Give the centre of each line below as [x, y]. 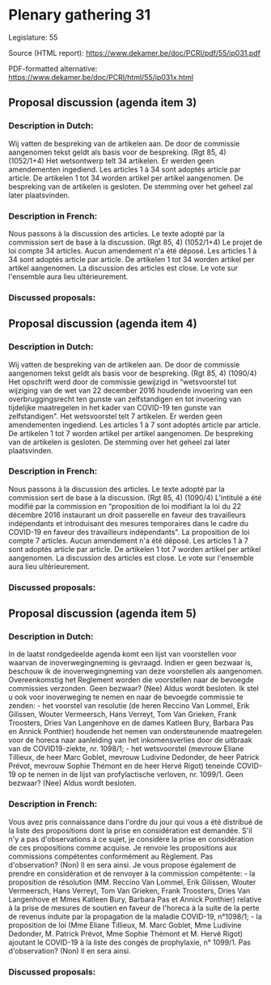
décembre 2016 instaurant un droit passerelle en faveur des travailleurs [127, 515]
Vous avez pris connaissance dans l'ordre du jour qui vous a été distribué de [136, 822]
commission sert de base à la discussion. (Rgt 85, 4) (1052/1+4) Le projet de [135, 242]
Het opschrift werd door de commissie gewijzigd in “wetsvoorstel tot [123, 381]
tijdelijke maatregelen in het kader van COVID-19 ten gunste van [115, 407]
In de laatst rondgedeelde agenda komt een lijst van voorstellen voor [123, 654]
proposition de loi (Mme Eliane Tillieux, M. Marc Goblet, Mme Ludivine [125, 925]
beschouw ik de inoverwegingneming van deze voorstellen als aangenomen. [136, 671]
